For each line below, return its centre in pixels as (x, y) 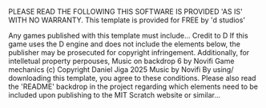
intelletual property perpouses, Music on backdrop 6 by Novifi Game (121, 61)
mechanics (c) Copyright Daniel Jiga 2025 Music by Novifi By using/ (121, 70)
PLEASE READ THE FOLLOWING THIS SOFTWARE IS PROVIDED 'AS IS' (125, 12)
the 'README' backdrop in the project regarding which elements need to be (133, 86)
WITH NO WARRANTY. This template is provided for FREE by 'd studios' (127, 20)
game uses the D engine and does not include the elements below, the (124, 44)
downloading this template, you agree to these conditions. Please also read (132, 78)
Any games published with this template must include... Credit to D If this (128, 36)
